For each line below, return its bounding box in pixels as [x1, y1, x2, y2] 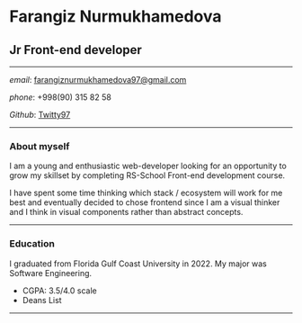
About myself [9, 139, 70, 152]
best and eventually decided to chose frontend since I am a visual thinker [9, 197, 280, 208]
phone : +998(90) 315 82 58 [9, 92, 112, 103]
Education [9, 238, 56, 250]
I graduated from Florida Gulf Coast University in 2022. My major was [9, 258, 267, 269]
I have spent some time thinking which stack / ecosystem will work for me [9, 187, 283, 199]
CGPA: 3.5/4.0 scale [22, 285, 97, 296]
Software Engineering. [9, 267, 93, 278]
